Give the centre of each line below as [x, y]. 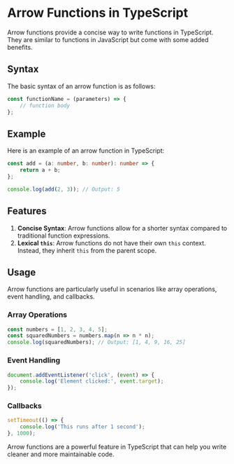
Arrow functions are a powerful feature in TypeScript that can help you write [117, 447]
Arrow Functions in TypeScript [98, 13]
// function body [45, 105]
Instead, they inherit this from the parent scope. [87, 250]
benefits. [20, 47]
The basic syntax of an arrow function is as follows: [81, 86]
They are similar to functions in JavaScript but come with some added [108, 39]
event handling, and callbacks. [51, 296]
